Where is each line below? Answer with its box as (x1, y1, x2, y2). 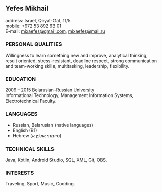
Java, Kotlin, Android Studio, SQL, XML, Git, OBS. (5, 157, 107, 163)
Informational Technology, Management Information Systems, (5, 92, 134, 99)
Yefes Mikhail (5, 4, 49, 13)
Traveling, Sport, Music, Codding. (5, 181, 75, 187)
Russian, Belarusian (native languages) (12, 122, 93, 128)
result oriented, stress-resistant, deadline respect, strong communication (5, 58, 157, 64)
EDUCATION (5, 76, 36, 83)
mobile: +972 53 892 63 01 (5, 23, 62, 29)
